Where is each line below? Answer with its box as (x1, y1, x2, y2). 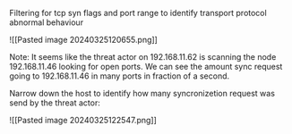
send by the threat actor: (9, 97, 100, 108)
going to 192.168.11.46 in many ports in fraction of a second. (9, 71, 230, 81)
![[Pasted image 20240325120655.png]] (9, 35, 159, 45)
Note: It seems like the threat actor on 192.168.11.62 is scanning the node (9, 52, 277, 62)
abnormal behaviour (9, 17, 83, 28)
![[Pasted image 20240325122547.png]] (9, 115, 157, 125)
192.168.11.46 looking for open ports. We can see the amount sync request (9, 62, 283, 71)
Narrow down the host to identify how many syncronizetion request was (9, 88, 276, 98)
